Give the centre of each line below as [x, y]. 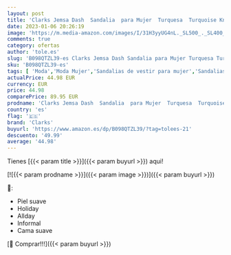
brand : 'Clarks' [30, 122]
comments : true [29, 39]
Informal [29, 223]
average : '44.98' [32, 142]
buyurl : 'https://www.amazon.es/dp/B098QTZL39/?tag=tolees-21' [100, 129]
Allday [26, 216]
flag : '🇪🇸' [24, 116]
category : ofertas [33, 45]
